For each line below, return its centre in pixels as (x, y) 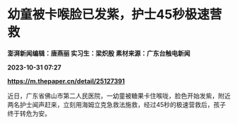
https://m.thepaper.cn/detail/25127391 (66, 81)
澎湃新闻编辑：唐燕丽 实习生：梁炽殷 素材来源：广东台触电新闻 (99, 53)
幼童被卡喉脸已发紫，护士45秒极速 (109, 15)
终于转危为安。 (29, 113)
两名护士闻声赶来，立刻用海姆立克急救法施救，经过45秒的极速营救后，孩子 (117, 104)
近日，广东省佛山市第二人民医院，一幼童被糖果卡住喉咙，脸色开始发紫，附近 (119, 96)
